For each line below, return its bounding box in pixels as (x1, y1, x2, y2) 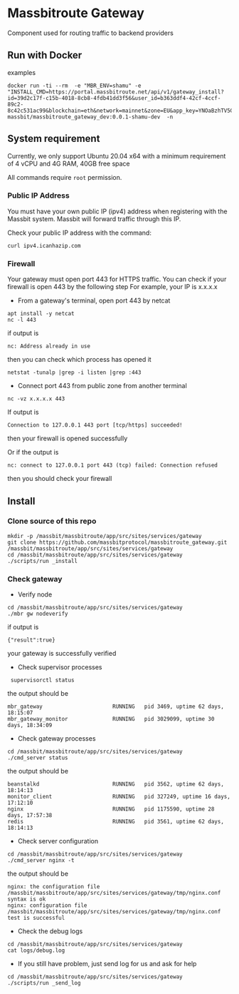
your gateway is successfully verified (7, 649, 117, 658)
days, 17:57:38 (7, 812, 53, 819)
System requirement (7, 133, 100, 145)
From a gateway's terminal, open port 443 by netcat (17, 296, 171, 305)
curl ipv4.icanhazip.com (7, 242, 81, 249)
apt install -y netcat (7, 310, 75, 318)
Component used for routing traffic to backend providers (7, 29, 174, 37)
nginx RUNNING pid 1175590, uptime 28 (7, 806, 215, 813)
